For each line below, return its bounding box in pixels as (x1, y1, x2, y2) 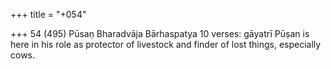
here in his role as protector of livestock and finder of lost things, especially (10, 39, 322, 50)
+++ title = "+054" (10, 9, 87, 20)
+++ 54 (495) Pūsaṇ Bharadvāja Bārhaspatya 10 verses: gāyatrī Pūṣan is (10, 28, 310, 39)
